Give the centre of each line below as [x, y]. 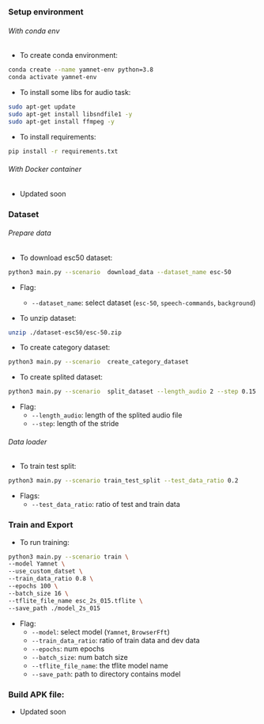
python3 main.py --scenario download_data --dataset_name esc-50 [120, 272]
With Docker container [45, 169]
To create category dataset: [65, 348]
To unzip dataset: [48, 318]
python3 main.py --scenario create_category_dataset [99, 362]
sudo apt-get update [42, 107]
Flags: [30, 496]
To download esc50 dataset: [66, 257]
